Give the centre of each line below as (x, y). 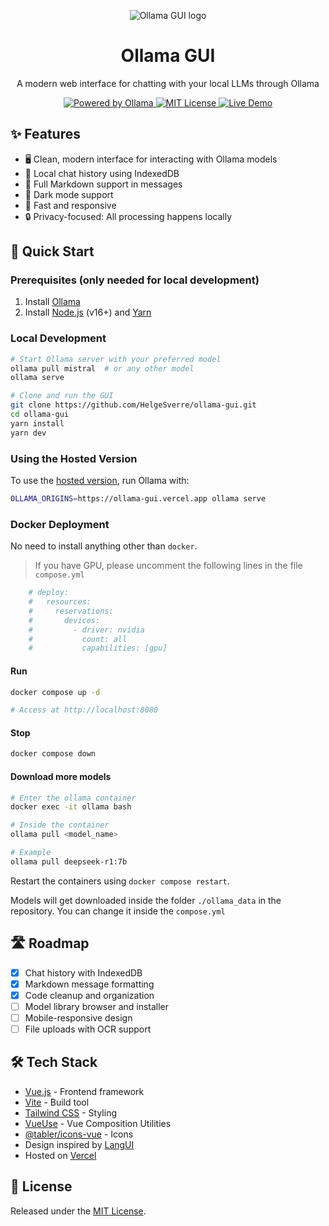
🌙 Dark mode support (69, 194)
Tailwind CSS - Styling (71, 1112)
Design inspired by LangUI (79, 1144)
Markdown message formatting (89, 984)
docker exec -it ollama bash (71, 807)
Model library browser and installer (97, 1006)
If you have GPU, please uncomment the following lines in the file (168, 566)
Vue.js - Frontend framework (84, 1091)
